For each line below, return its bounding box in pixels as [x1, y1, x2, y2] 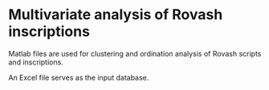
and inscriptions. [8, 57, 64, 67]
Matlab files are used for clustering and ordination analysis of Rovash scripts [8, 49, 262, 58]
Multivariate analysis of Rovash [8, 6, 223, 24]
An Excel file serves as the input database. [8, 72, 149, 82]
